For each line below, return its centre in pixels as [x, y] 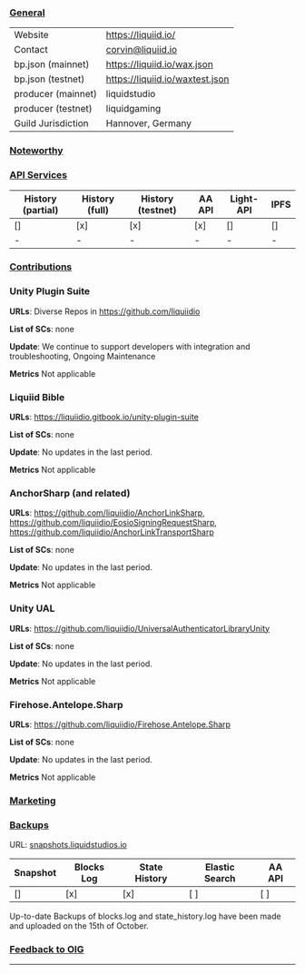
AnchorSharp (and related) [70, 493]
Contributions [41, 267]
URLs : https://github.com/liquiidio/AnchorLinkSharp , [108, 513]
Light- [244, 199]
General [27, 13]
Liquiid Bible [37, 397]
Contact [31, 50]
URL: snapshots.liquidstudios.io [68, 845]
